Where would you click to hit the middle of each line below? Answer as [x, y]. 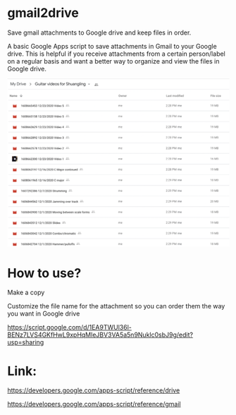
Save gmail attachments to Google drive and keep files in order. [99, 32]
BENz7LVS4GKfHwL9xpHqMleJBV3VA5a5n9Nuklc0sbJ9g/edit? [100, 335]
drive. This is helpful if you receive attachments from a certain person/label [116, 54]
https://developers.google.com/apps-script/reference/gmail [94, 404]
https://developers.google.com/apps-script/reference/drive [94, 390]
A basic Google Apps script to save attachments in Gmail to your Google [112, 46]
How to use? [44, 273]
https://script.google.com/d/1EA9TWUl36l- [70, 327]
